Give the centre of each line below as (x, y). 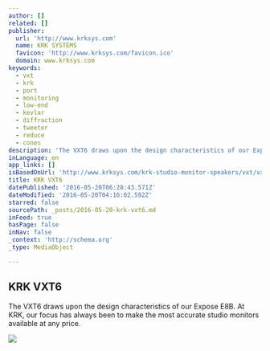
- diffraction (39, 120)
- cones (29, 143)
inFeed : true (30, 218)
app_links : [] (32, 165)
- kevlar (30, 113)
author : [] (27, 16)
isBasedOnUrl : (32, 173)
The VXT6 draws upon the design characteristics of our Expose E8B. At (127, 306)
